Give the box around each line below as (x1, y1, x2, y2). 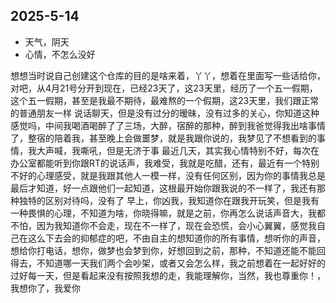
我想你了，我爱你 (10, 282, 81, 294)
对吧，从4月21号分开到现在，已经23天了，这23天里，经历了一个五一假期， (10, 82, 318, 94)
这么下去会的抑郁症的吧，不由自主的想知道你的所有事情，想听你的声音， (27, 232, 326, 244)
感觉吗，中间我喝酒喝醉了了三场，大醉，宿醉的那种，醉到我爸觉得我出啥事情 (10, 119, 326, 131)
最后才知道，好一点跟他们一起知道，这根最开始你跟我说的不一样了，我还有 (10, 182, 317, 194)
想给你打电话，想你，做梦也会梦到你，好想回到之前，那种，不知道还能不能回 (10, 244, 326, 256)
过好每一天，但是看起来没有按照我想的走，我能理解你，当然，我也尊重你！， (10, 269, 326, 281)
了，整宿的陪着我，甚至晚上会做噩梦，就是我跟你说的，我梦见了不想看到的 (10, 132, 317, 144)
